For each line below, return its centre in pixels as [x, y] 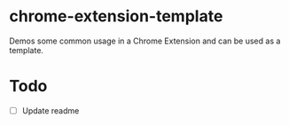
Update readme [51, 110]
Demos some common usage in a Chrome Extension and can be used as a [145, 41]
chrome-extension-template [116, 16]
